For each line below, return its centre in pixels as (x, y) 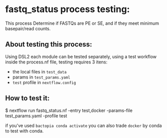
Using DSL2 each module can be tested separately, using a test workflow (81, 56)
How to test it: (28, 98)
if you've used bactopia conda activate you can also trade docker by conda (83, 125)
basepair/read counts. (28, 28)
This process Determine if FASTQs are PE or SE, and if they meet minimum (82, 23)
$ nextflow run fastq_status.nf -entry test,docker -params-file (69, 110)
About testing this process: (49, 45)
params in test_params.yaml (41, 77)
